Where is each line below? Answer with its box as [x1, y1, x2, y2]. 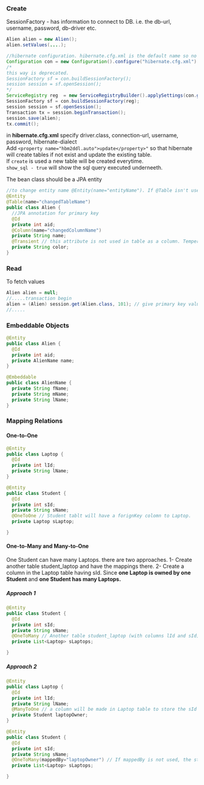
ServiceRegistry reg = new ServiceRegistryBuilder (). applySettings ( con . [6, 92, 197, 99]
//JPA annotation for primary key [12, 210, 99, 216]
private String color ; [12, 244, 69, 251]
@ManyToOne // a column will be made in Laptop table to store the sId [12, 707, 197, 713]
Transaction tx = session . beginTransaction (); [6, 109, 126, 116]
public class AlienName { [6, 380, 72, 386]
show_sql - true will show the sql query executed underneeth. [6, 164, 163, 171]
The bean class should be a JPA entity [6, 176, 102, 183]
